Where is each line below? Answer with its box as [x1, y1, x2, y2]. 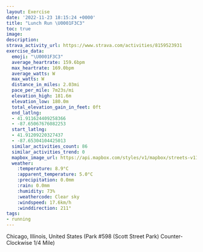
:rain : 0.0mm [17, 183, 50, 189]
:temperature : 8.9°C [17, 166, 69, 172]
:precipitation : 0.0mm [17, 177, 74, 183]
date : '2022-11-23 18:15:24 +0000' [6, 14, 96, 20]
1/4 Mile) [33, 239, 56, 246]
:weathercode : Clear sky [17, 194, 80, 200]
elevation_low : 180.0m [11, 98, 69, 104]
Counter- [160, 233, 183, 240]
